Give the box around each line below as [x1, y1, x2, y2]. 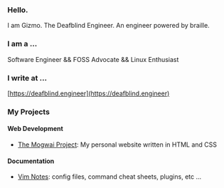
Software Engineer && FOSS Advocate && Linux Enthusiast [7, 55, 179, 63]
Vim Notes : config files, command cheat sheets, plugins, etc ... [17, 172, 202, 181]
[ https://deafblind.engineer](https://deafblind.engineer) [7, 89, 170, 98]
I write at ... [7, 73, 48, 83]
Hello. [7, 5, 28, 15]
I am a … [7, 39, 38, 49]
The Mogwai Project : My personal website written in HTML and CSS [17, 140, 218, 149]
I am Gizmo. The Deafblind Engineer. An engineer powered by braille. [7, 21, 210, 30]
